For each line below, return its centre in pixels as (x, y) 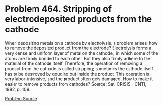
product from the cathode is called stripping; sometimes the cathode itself (79, 68)
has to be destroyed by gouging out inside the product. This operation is (77, 74)
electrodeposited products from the (79, 19)
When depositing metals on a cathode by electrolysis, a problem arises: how (81, 43)
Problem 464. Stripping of (58, 9)
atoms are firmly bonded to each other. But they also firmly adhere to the (78, 58)
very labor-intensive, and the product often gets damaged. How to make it (79, 79)
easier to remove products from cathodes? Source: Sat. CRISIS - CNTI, (76, 84)
